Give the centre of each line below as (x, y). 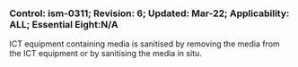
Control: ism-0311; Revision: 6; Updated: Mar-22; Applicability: (149, 13)
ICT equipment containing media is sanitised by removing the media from (145, 44)
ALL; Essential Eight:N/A (64, 24)
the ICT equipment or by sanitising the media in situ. (105, 54)
